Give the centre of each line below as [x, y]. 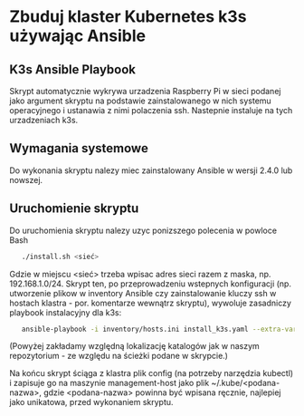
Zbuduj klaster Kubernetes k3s [128, 17]
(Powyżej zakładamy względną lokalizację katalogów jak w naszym [134, 346]
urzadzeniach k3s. [44, 120]
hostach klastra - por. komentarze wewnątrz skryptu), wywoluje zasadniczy [151, 303]
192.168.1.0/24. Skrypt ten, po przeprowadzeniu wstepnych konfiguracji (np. [151, 284]
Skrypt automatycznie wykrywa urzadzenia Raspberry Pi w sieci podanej [145, 91]
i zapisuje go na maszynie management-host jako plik [109, 383]
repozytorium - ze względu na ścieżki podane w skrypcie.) [119, 356]
